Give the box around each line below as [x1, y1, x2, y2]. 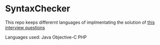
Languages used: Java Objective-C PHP [5, 34, 87, 40]
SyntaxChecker [5, 3, 71, 14]
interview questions [5, 24, 45, 30]
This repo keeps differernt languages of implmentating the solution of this [5, 19, 155, 25]
